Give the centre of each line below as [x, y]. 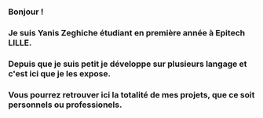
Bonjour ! [26, 12]
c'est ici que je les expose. [60, 73]
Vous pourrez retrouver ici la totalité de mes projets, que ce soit [131, 94]
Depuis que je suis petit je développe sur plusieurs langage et [128, 64]
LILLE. [20, 42]
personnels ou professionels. [65, 105]
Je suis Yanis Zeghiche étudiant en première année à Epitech [127, 32]
